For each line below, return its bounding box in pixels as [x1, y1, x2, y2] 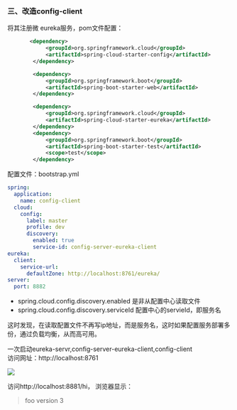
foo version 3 [24, 396, 64, 405]
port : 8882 [13, 283, 46, 291]
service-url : [20, 263, 59, 271]
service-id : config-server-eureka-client [33, 244, 158, 251]
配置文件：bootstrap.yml [7, 170, 79, 178]
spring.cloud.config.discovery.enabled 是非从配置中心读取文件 [17, 297, 201, 306]
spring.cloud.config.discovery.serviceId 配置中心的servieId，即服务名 [17, 306, 221, 314]
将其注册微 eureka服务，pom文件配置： [7, 23, 123, 33]
